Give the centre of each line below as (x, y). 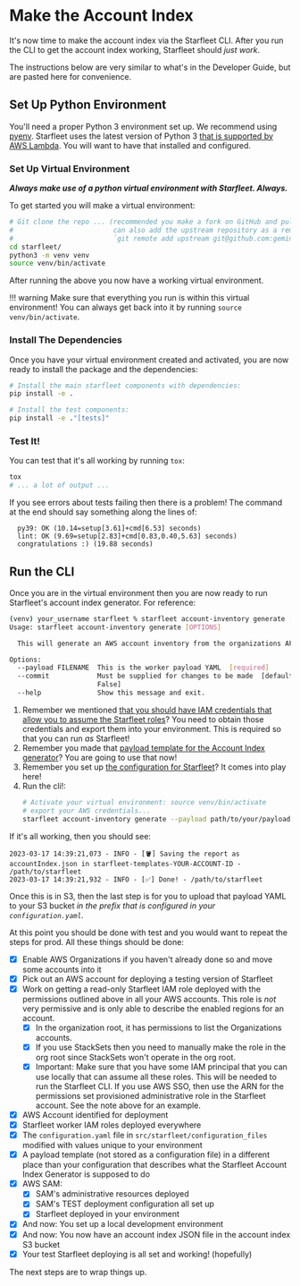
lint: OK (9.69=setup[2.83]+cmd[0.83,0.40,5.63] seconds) (128, 537)
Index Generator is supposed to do (86, 1174)
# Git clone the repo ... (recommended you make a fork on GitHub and (143, 222)
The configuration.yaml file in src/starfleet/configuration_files (145, 1135)
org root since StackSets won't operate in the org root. (136, 1057)
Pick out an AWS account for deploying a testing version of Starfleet (148, 979)
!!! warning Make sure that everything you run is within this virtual (129, 298)
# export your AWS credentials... (86, 811)
